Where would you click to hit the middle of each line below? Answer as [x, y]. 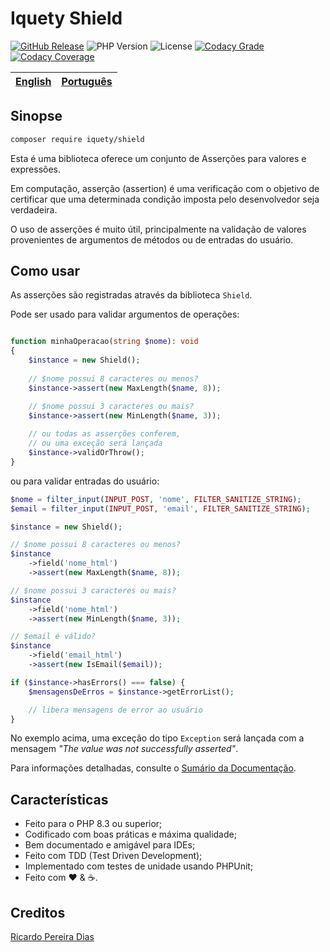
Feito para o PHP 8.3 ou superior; [93, 824]
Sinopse [36, 116]
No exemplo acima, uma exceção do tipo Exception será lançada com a [157, 738]
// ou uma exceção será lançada [95, 443]
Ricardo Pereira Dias [52, 937]
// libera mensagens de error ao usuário [115, 710]
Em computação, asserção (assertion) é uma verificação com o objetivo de [165, 188]
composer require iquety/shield [77, 139]
